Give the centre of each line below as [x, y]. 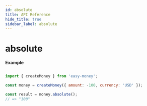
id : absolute [19, 10]
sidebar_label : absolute [31, 24]
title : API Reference [28, 15]
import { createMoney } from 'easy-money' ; [52, 76]
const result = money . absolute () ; [42, 94]
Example [15, 63]
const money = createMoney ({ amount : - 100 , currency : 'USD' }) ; [74, 85]
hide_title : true [23, 19]
